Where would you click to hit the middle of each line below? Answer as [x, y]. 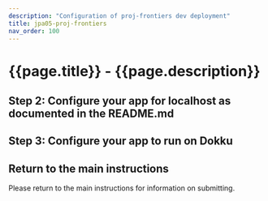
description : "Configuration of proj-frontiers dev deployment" [119, 16]
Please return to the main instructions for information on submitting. [122, 188]
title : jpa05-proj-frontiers [58, 24]
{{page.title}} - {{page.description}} [134, 71]
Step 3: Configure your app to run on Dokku [121, 141]
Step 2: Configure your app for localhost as [120, 101]
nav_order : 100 [34, 31]
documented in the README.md [91, 113]
